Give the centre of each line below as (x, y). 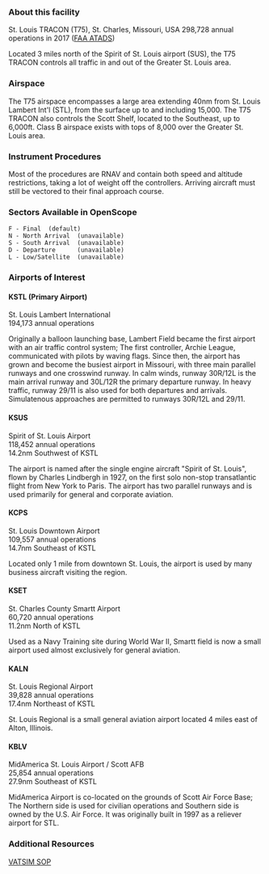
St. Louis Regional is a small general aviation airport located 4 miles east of (133, 720)
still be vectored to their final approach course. (86, 191)
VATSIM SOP (30, 861)
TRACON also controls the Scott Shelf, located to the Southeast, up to (124, 118)
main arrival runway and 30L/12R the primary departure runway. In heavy (130, 382)
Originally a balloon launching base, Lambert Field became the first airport (132, 339)
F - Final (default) (45, 229)
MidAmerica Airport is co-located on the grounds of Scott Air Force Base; (130, 797)
